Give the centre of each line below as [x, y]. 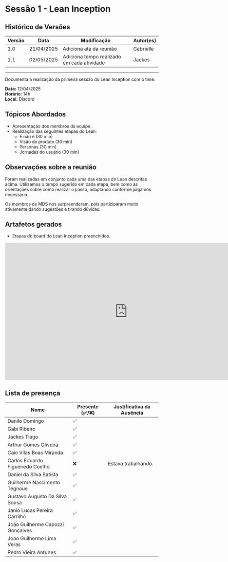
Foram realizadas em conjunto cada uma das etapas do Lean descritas [76, 179]
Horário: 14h [18, 94]
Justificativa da [132, 407]
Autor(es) [145, 41]
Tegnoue [18, 489]
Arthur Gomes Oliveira [33, 445]
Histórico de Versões [38, 27]
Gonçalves [20, 530]
